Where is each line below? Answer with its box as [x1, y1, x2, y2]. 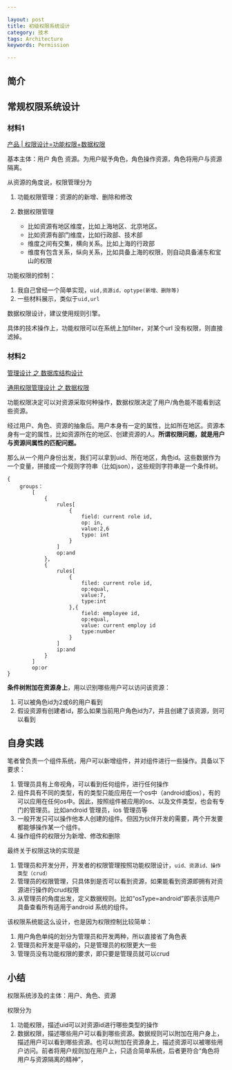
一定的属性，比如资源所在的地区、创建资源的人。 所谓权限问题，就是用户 [19, 429, 225, 438]
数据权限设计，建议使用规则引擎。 [7, 309, 104, 318]
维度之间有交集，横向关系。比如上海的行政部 [27, 240, 155, 248]
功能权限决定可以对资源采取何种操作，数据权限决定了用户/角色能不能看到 [7, 398, 215, 406]
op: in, [81, 519, 104, 526]
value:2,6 [81, 525, 110, 532]
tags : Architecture [7, 35, 64, 42]
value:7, [81, 592, 107, 599]
